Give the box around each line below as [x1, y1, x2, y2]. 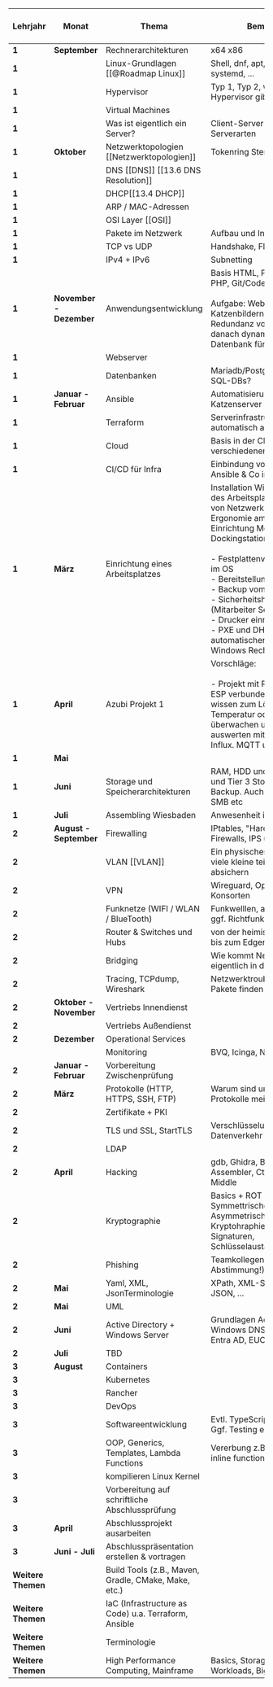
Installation [210, 482, 253, 493]
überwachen [210, 719, 259, 730]
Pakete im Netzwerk [105, 228, 183, 238]
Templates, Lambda [105, 1448, 181, 1458]
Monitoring [105, 1047, 148, 1057]
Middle [210, 1177, 237, 1187]
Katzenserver [210, 399, 262, 409]
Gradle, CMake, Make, [105, 1575, 190, 1585]
